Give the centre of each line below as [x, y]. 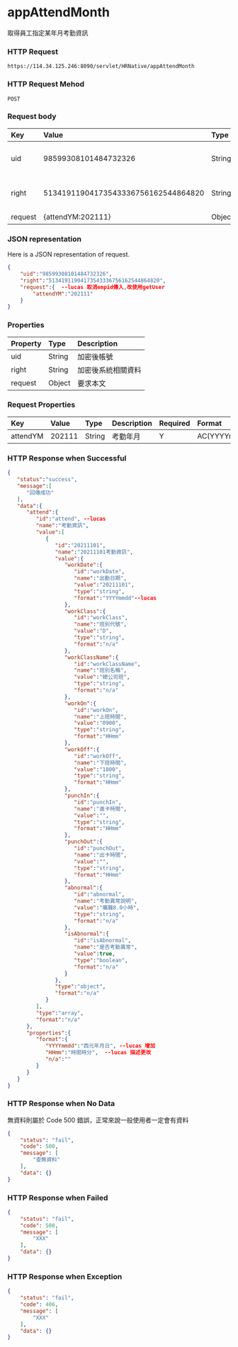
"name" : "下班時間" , [101, 762]
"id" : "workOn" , [96, 710]
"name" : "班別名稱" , [101, 670]
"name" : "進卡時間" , [101, 808]
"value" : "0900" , [98, 723]
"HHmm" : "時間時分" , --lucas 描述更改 [98, 1053]
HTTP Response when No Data [61, 1104]
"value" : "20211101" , [104, 585]
